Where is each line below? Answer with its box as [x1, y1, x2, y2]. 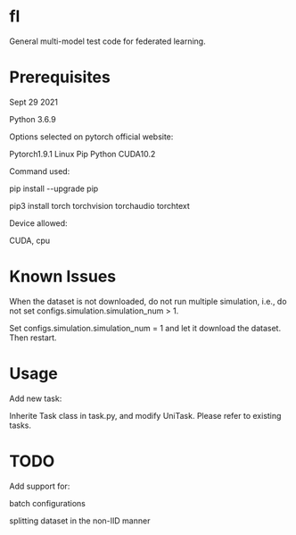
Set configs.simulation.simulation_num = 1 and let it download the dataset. [9, 322, 282, 333]
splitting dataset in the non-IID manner [9, 515, 151, 526]
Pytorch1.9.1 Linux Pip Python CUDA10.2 [9, 148, 156, 159]
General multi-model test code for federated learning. [9, 36, 207, 46]
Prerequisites [9, 67, 111, 88]
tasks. [9, 420, 32, 431]
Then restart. [9, 332, 57, 343]
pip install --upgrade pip [9, 183, 99, 194]
